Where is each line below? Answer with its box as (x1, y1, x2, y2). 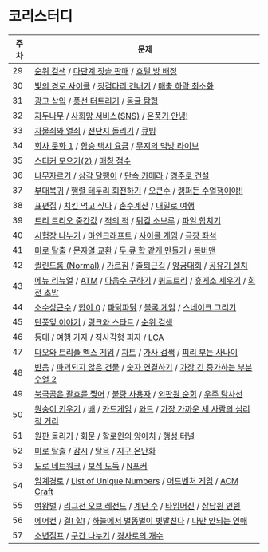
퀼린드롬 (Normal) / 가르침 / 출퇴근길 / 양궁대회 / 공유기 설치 (34, 260, 249, 271)
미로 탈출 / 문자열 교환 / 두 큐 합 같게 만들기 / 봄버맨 (34, 245, 216, 256)
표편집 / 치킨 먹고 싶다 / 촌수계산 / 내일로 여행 (34, 200, 195, 211)
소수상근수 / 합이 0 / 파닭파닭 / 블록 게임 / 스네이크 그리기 (34, 302, 237, 313)
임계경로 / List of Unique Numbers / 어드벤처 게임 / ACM (34, 475, 239, 487)
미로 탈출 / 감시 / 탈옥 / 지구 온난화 (34, 445, 156, 456)
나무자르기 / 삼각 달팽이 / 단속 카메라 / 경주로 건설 (34, 170, 210, 181)
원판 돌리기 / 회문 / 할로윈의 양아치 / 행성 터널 (34, 430, 195, 441)
